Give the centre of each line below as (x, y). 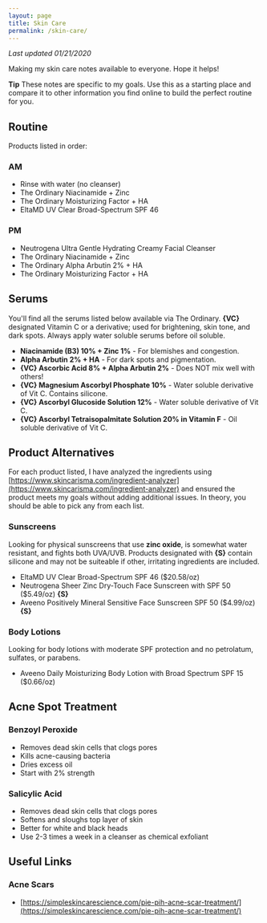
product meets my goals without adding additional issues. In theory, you (127, 497)
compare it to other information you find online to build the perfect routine (130, 93)
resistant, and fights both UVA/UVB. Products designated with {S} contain (130, 553)
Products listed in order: (48, 146)
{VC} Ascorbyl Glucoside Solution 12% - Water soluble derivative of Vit (139, 402)
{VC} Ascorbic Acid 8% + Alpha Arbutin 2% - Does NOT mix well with (137, 368)
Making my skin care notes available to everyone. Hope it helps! (114, 69)
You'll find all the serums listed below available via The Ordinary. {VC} (124, 318)
